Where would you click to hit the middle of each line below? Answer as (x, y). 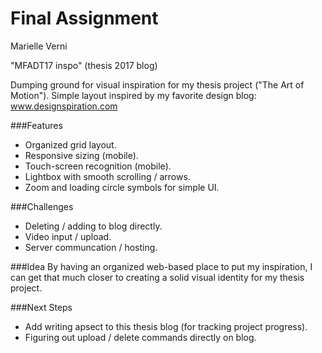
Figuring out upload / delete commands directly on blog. (140, 337)
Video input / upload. (68, 236)
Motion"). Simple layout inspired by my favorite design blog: (133, 95)
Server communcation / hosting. (91, 247)
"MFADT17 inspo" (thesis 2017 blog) (84, 65)
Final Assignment (84, 18)
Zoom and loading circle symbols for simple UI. (122, 187)
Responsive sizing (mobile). (81, 155)
